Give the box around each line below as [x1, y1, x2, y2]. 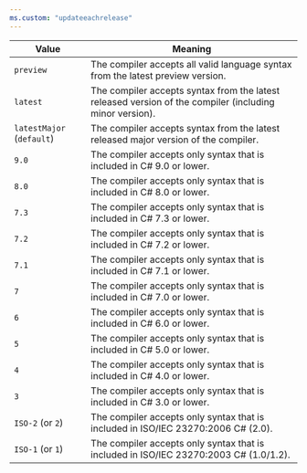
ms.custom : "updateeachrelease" [9, 13, 132, 23]
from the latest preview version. [90, 69, 227, 82]
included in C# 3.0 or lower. [90, 395, 210, 408]
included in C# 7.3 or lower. [90, 212, 210, 225]
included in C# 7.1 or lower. [90, 264, 210, 277]
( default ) [14, 131, 55, 144]
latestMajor [14, 122, 67, 133]
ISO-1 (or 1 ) [14, 442, 64, 455]
